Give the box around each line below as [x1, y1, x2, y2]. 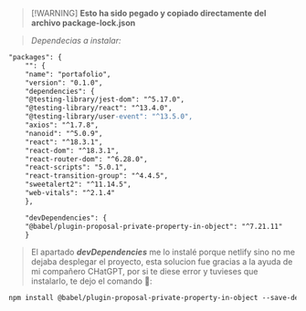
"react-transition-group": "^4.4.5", [25, 171, 169, 181]
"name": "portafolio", [25, 69, 111, 78]
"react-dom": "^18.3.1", [25, 146, 120, 155]
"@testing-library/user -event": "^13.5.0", [25, 112, 194, 121]
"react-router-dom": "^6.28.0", [25, 154, 148, 163]
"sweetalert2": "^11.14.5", [25, 180, 132, 190]
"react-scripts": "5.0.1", [25, 163, 128, 172]
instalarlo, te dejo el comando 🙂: [30, 275, 153, 286]
